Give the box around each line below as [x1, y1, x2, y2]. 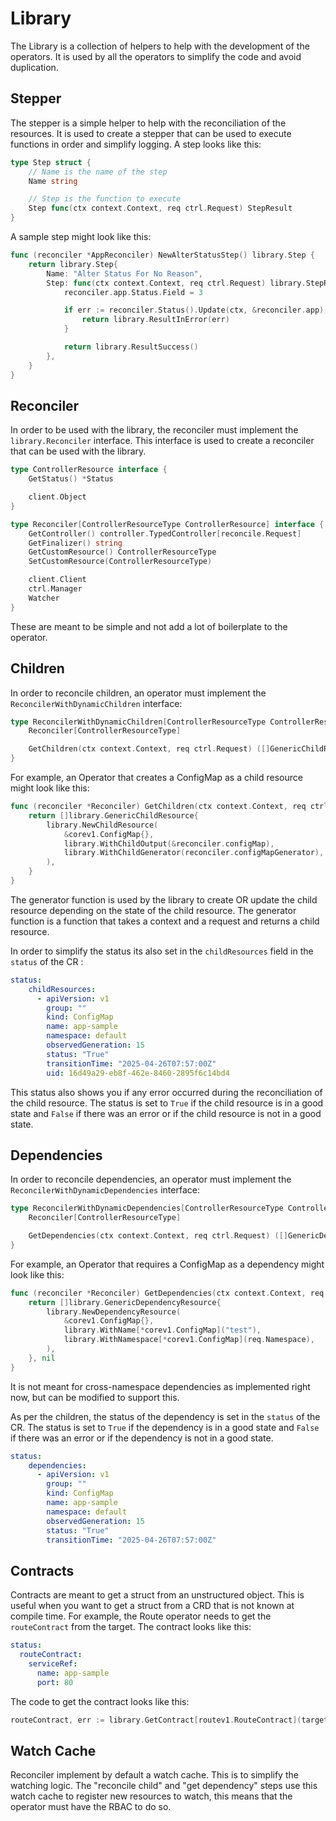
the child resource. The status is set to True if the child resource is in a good [10, 1097, 324, 1109]
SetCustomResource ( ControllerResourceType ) [28, 557, 213, 567]
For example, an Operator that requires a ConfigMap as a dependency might [10, 1258, 325, 1270]
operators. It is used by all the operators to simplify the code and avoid [10, 50, 302, 62]
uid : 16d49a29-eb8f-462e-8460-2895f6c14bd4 [46, 1068, 230, 1078]
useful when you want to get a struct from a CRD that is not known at [10, 1600, 295, 1612]
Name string [28, 176, 78, 186]
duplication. [10, 61, 59, 73]
